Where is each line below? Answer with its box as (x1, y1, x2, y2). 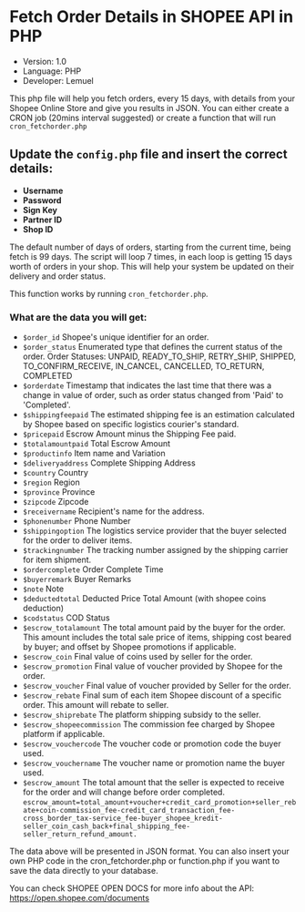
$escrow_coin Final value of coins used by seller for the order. (22, 651, 253, 662)
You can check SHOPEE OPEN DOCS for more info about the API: (9, 883, 255, 894)
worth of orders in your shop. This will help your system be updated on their (9, 261, 295, 272)
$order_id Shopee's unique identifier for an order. (22, 332, 209, 343)
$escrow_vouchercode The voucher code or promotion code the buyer (22, 738, 281, 749)
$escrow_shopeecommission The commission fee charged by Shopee (22, 719, 276, 730)
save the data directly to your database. (9, 866, 158, 876)
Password (22, 194, 62, 206)
